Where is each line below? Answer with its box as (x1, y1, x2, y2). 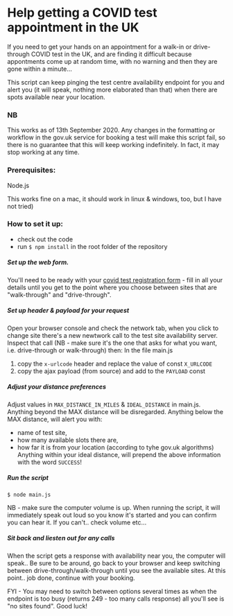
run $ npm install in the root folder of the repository (17, 242, 168, 250)
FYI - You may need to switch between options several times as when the (7, 587, 217, 595)
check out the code (17, 234, 74, 243)
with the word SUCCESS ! (17, 458, 82, 466)
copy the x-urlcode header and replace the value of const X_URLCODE (17, 359, 213, 368)
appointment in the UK (7, 19, 139, 35)
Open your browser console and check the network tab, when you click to (7, 324, 219, 332)
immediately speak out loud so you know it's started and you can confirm (7, 511, 217, 519)
